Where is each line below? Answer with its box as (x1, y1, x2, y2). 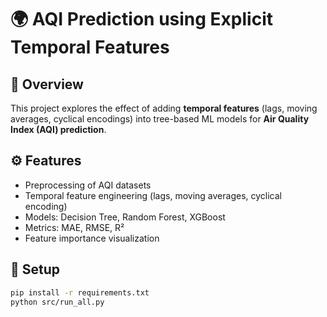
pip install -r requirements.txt (10, 287, 150, 298)
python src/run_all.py (10, 297, 105, 307)
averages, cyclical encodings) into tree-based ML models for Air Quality (10, 113, 310, 125)
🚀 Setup (10, 261, 61, 278)
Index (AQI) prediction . (10, 124, 107, 135)
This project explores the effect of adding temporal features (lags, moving (10, 102, 318, 114)
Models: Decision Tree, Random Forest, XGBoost (24, 211, 226, 223)
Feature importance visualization (24, 232, 160, 244)
